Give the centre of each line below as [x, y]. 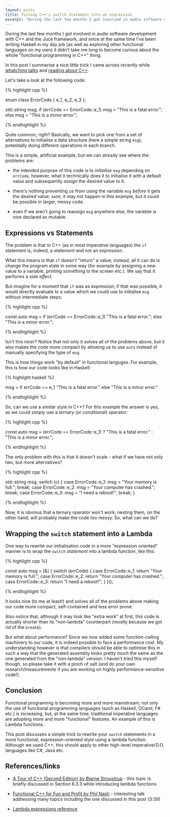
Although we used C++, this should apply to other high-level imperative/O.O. [85, 745]
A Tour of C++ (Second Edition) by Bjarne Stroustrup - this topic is [82, 779]
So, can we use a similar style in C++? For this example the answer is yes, [82, 407]
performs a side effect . [29, 277]
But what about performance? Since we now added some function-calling [82, 637]
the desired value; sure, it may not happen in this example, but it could [86, 197]
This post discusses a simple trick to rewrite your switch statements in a [80, 734]
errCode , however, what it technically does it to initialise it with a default [87, 176]
